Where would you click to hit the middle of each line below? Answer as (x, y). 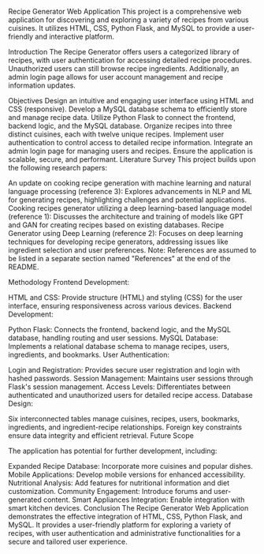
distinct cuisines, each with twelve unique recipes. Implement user (116, 134)
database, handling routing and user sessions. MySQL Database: (113, 338)
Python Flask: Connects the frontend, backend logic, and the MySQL (119, 329)
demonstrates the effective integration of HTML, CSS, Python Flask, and (125, 517)
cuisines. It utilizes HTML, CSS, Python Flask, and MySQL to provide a (122, 28)
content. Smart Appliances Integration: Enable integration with (144, 500)
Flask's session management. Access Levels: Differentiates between (119, 387)
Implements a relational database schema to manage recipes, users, (119, 346)
